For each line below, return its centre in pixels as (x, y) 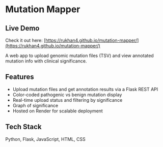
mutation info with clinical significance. (46, 61)
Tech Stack (23, 127)
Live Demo (22, 28)
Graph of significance (35, 105)
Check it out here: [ (25, 40)
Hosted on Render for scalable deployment (58, 111)
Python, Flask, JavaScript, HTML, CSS (45, 139)
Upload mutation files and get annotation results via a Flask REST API (85, 89)
